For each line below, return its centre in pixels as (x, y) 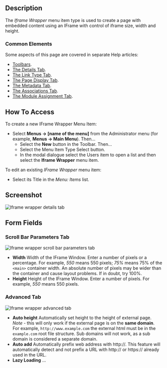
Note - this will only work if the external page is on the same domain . (83, 323)
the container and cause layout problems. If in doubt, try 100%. (77, 274)
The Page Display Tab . (35, 80)
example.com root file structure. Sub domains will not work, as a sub (81, 334)
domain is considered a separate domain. (55, 339)
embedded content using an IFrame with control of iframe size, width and (81, 25)
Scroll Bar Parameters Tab (37, 237)
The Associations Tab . (35, 91)
